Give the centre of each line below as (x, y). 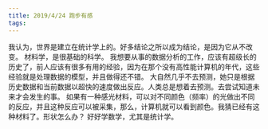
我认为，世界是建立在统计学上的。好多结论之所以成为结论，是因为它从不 (127, 47)
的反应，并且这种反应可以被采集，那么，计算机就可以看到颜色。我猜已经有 (130, 106)
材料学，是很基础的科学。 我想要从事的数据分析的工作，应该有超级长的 (140, 57)
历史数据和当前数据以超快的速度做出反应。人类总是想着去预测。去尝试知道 (130, 86)
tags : (17, 23)
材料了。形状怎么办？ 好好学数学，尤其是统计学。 (96, 116)
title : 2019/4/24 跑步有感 (51, 16)
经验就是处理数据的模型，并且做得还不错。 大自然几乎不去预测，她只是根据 (132, 76)
